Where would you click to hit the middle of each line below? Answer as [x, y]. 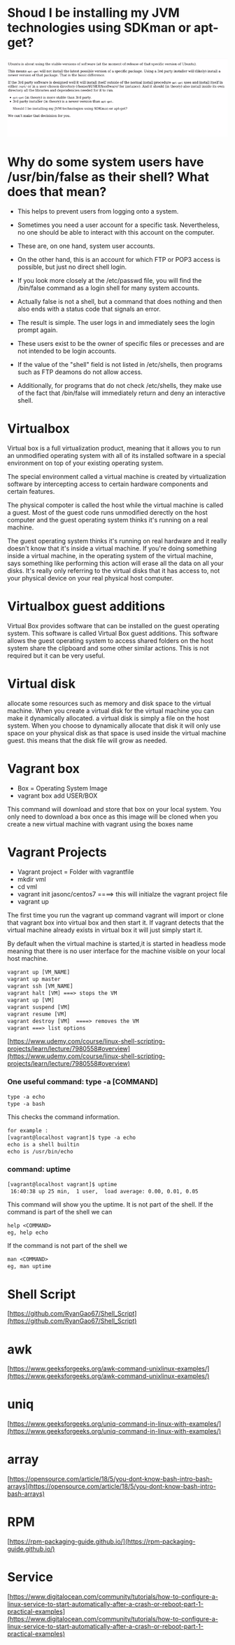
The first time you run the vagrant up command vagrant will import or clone [116, 915]
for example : [28, 1131]
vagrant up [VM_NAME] [39, 972]
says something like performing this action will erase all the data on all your [115, 563]
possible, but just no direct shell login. [72, 267]
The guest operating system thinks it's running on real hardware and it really [117, 541]
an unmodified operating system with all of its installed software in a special [116, 456]
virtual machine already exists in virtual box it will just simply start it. [105, 930]
